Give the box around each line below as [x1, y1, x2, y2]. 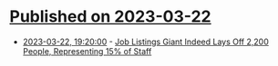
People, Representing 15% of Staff [22, 45, 152, 56]
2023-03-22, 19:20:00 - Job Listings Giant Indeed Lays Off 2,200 [22, 36, 269, 47]
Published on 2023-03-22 [9, 6, 211, 27]
